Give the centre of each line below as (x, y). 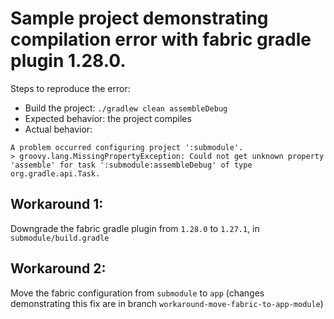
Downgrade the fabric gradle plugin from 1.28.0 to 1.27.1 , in (135, 228)
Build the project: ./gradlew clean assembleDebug (126, 108)
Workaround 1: (57, 204)
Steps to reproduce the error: (70, 88)
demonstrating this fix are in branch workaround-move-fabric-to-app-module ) (167, 303)
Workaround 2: (58, 268)
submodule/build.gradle (60, 238)
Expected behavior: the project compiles (108, 118)
